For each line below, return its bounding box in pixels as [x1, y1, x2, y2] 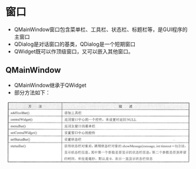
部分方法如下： [14, 89, 51, 96]
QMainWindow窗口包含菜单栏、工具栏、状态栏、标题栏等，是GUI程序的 [14, 26, 188, 33]
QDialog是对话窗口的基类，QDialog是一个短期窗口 [14, 40, 136, 48]
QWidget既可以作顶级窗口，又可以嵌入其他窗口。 [14, 48, 134, 55]
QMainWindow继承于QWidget [14, 82, 87, 89]
